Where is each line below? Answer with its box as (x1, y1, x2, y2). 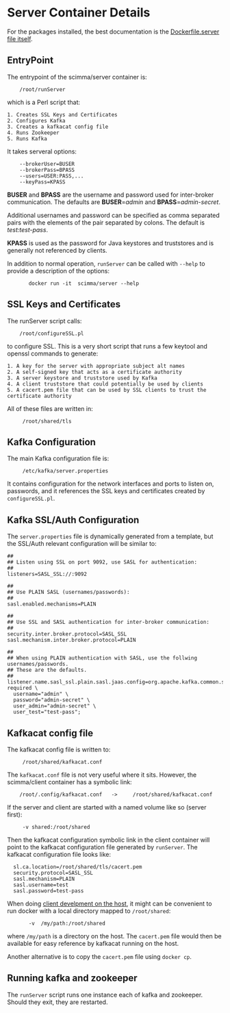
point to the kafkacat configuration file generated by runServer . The (7, 843, 198, 851)
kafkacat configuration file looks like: (7, 851, 112, 858)
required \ (7, 685, 38, 692)
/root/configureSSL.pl (19, 330, 84, 337)
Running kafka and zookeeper (7, 973, 138, 984)
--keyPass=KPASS (19, 178, 66, 186)
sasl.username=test (13, 881, 69, 888)
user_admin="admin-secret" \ (13, 703, 97, 710)
